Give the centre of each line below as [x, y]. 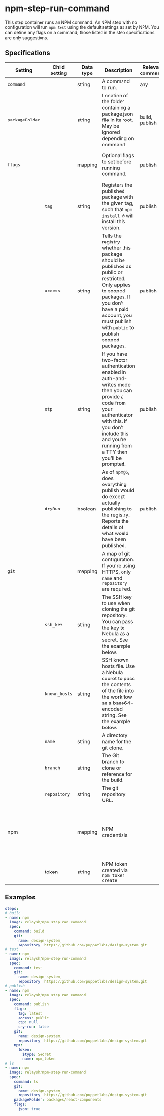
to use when [116, 603]
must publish [117, 321]
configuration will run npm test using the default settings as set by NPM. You [82, 27]
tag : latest [30, 1013]
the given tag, [118, 203]
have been [114, 539]
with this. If [115, 421]
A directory [115, 735]
